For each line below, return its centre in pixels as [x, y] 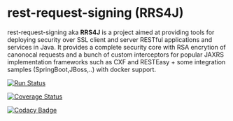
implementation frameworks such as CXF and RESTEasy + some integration [116, 62]
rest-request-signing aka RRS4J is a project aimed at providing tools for [111, 32]
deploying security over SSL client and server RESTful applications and [110, 39]
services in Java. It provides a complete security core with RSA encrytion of [116, 47]
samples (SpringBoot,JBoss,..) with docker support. [82, 69]
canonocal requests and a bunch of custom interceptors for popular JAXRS [116, 55]
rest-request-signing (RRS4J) [96, 13]
